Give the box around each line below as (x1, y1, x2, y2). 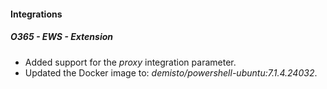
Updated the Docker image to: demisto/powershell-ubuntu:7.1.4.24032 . (24, 66, 318, 79)
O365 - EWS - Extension (10, 31, 113, 43)
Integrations (10, 8, 63, 20)
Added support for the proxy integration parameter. (24, 56, 237, 68)
